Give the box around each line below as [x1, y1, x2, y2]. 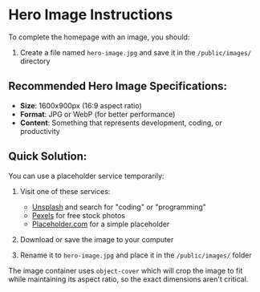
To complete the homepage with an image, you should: [8, 32, 190, 42]
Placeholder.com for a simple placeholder [31, 219, 170, 229]
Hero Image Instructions [8, 6, 173, 24]
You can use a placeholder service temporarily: [8, 171, 165, 180]
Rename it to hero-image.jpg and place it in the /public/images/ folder [19, 250, 253, 260]
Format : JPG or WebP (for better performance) [19, 109, 176, 119]
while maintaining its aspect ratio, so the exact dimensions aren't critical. [8, 274, 249, 284]
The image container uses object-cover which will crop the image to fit [8, 266, 243, 275]
